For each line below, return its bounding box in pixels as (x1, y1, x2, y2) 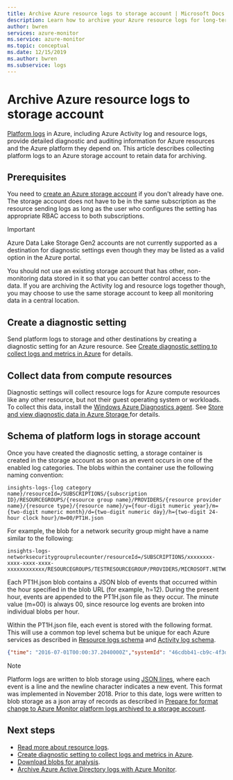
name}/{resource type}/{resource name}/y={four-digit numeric (7, 502, 191, 510)
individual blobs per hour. (7, 607, 80, 616)
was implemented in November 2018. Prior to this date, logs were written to (7, 689, 223, 697)
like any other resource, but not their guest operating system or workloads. (7, 396, 221, 404)
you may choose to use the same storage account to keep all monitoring (7, 289, 214, 297)
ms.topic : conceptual (7, 42, 70, 49)
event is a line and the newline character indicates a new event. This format (7, 682, 223, 691)
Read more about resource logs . (17, 743, 110, 751)
